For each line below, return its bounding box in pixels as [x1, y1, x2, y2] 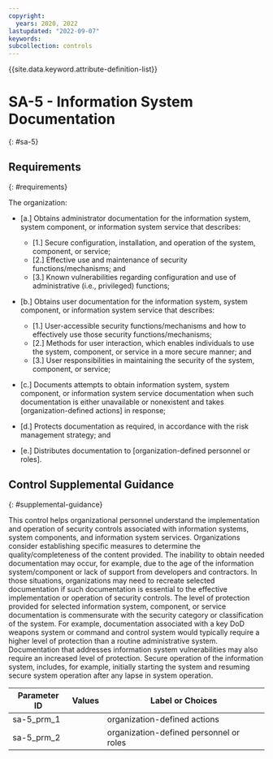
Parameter [17, 689, 59, 701]
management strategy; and [19, 429, 111, 439]
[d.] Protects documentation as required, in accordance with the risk [19, 421, 249, 431]
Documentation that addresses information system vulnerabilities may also [8, 645, 258, 654]
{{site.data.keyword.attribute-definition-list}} [8, 64, 158, 74]
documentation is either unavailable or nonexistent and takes [19, 397, 225, 407]
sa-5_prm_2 [12, 731, 61, 743]
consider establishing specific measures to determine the [8, 541, 201, 550]
